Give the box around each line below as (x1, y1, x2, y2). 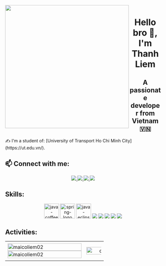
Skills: (5, 190, 25, 199)
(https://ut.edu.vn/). (5, 145, 45, 151)
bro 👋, (132, 27, 158, 38)
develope (130, 101, 160, 110)
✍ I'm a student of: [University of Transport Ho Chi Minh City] (5, 138, 132, 143)
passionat (129, 86, 161, 94)
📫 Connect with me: (5, 160, 70, 168)
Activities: (5, 228, 38, 236)
